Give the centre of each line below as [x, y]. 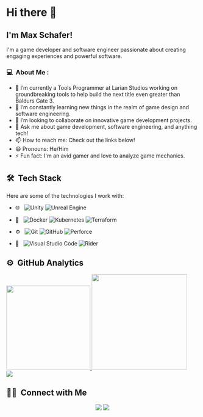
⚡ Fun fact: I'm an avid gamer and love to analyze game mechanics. [100, 156]
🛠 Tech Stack [34, 178]
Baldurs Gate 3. [34, 101]
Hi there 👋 [31, 13]
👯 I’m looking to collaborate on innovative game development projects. [103, 120]
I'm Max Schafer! [40, 35]
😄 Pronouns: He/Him [42, 149]
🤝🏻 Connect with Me [47, 393]
